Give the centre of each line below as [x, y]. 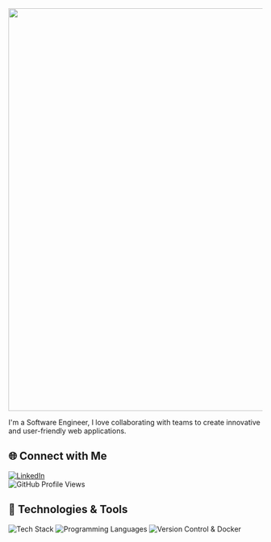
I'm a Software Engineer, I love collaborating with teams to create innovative [134, 422]
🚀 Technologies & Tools [68, 509]
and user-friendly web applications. [67, 431]
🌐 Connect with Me [58, 456]
